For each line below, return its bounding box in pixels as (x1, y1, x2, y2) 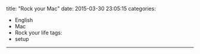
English (14, 17, 33, 23)
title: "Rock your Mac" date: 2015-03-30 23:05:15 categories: (6, 5, 156, 12)
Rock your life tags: (14, 29, 62, 36)
